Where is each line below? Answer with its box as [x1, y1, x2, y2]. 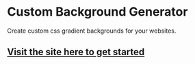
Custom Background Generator [7, 4, 188, 20]
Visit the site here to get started [7, 46, 145, 58]
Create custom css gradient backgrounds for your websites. [7, 27, 177, 35]
